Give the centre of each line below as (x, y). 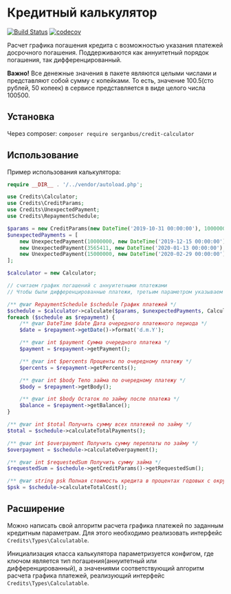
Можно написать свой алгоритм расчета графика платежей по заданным (115, 525)
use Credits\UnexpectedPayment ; (53, 210)
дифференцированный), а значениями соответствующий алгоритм (106, 568)
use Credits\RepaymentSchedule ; (53, 216)
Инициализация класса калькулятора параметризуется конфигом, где (111, 553)
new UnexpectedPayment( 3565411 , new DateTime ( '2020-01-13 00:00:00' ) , (123, 248)
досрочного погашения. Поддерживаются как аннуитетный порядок (108, 52)
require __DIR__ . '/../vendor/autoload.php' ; (75, 184)
